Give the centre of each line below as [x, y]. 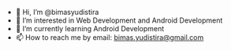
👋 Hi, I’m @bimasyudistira [57, 12]
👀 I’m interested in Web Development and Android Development [119, 20]
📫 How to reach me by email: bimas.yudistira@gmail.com [110, 37]
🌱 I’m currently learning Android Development [90, 29]
